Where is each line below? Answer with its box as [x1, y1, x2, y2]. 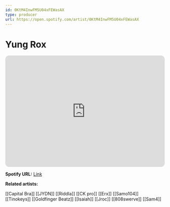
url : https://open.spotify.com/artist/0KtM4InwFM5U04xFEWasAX [5, 17, 139, 22]
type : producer [5, 12, 37, 17]
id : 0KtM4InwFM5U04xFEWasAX [5, 7, 65, 13]
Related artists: [5, 181, 38, 187]
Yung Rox [5, 38, 47, 50]
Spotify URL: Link [5, 171, 42, 177]
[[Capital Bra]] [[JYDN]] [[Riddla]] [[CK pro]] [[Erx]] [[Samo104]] [5, 191, 139, 197]
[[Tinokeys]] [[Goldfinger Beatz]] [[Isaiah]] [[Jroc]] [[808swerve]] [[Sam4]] [5, 196, 162, 202]
